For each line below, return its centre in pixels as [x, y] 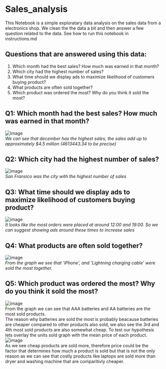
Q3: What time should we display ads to [68, 192]
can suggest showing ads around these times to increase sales [70, 230]
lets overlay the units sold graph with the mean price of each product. [76, 335]
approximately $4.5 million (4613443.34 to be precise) [61, 144]
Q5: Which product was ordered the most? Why [80, 284]
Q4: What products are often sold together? [74, 246]
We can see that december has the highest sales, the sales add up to [76, 138]
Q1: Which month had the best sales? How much [81, 113]
